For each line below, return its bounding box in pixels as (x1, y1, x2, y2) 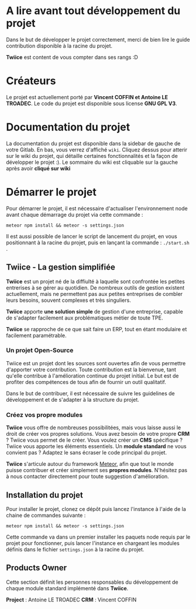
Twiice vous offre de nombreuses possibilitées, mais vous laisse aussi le (6, 424, 181, 431)
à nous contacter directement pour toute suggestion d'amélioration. (6, 473, 170, 480)
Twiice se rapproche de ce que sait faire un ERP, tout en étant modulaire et (6, 325, 187, 332)
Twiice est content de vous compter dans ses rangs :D (6, 53, 139, 60)
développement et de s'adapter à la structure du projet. (6, 396, 139, 403)
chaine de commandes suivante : (6, 512, 86, 519)
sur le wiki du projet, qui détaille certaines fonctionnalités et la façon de (6, 152, 178, 159)
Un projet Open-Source (6, 346, 74, 355)
